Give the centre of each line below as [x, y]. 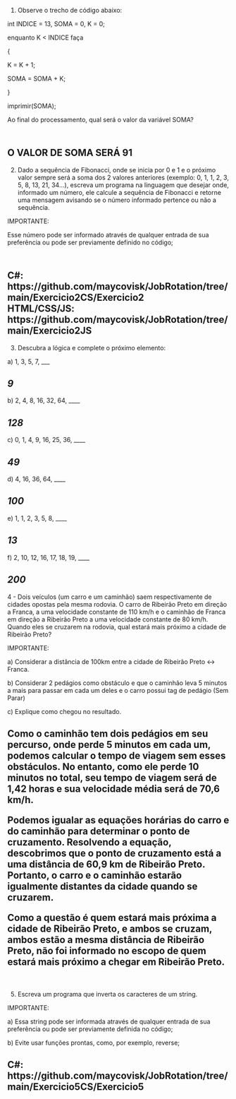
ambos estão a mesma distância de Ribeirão [106, 940]
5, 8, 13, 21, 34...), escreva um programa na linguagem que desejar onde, [123, 185]
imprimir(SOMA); [32, 106]
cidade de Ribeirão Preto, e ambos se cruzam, [110, 928]
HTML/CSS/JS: [41, 309]
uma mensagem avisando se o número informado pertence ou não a [117, 200]
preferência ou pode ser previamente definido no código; [91, 242]
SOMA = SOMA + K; [36, 78]
